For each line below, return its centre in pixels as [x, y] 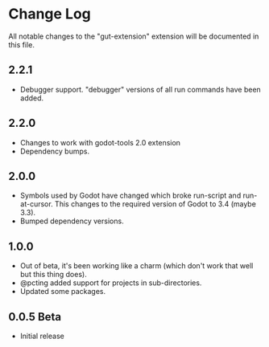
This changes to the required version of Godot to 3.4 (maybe [155, 204]
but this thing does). [53, 275]
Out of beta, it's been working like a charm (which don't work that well [137, 266]
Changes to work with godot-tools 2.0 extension [100, 142]
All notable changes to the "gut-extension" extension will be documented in [134, 36]
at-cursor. [37, 204]
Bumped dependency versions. [72, 221]
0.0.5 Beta [35, 317]
